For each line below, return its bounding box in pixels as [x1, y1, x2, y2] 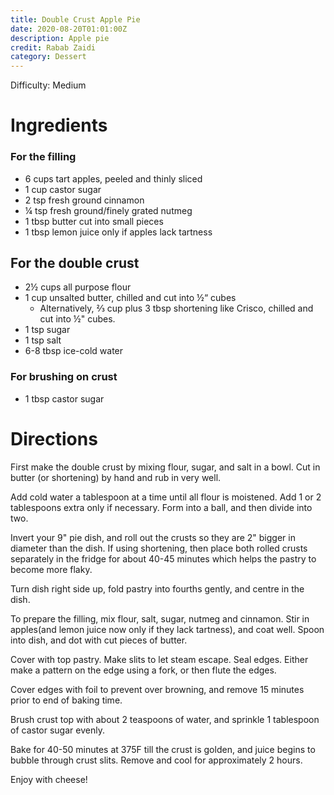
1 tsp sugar [24, 324, 71, 336]
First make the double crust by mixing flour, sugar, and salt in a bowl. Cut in [10, 461, 321, 473]
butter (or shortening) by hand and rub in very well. [10, 471, 222, 483]
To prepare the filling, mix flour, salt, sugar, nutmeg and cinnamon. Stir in [10, 612, 310, 625]
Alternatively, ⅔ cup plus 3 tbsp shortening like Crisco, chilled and [39, 302, 314, 315]
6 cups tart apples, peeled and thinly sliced [24, 172, 203, 185]
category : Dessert [10, 52, 87, 62]
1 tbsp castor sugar [24, 392, 105, 405]
